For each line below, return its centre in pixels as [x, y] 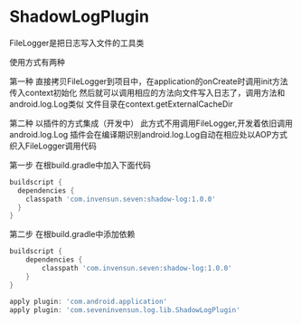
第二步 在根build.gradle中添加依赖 [72, 234]
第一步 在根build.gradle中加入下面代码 [80, 165]
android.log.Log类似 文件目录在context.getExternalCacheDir [121, 104]
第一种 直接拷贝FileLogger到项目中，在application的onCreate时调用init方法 [149, 81]
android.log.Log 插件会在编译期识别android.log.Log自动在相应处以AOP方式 [148, 134]
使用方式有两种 [37, 62]
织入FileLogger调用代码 [53, 146]
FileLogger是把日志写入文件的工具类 [77, 43]
